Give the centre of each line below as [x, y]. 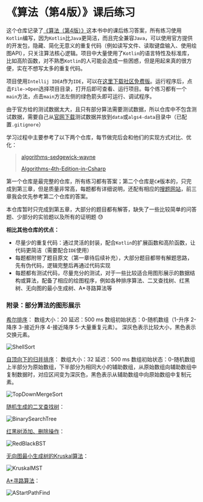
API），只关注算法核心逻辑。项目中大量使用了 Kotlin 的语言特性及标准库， [102, 53]
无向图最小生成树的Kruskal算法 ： [47, 456]
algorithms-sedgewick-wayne [58, 157]
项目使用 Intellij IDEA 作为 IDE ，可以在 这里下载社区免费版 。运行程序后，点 [99, 81]
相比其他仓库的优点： [33, 229]
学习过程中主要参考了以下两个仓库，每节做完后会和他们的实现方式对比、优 [99, 137]
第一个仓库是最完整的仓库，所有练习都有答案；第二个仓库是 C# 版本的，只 [96, 181]
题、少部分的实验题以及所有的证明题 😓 [55, 216]
